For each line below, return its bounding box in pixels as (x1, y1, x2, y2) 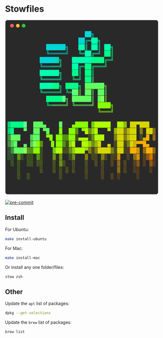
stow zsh (5, 274, 23, 279)
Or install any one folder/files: (5, 264, 64, 270)
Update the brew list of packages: (5, 319, 72, 325)
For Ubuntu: (5, 226, 29, 232)
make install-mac (5, 255, 40, 260)
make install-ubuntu (5, 236, 47, 242)
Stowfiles (5, 3, 44, 15)
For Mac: (5, 245, 23, 251)
